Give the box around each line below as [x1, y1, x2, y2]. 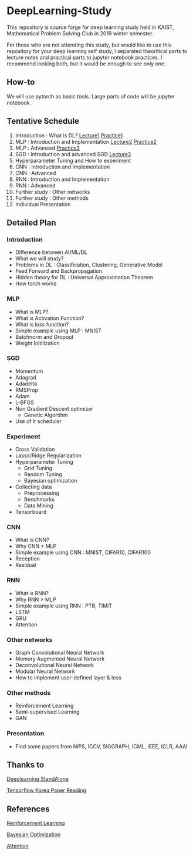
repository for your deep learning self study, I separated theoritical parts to [6, 47, 188, 54]
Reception [15, 555, 40, 562]
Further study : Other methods [15, 194, 89, 202]
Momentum [15, 367, 43, 375]
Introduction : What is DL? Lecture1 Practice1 [15, 131, 123, 139]
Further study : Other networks [15, 188, 90, 195]
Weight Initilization [15, 339, 60, 346]
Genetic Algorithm [23, 411, 68, 418]
